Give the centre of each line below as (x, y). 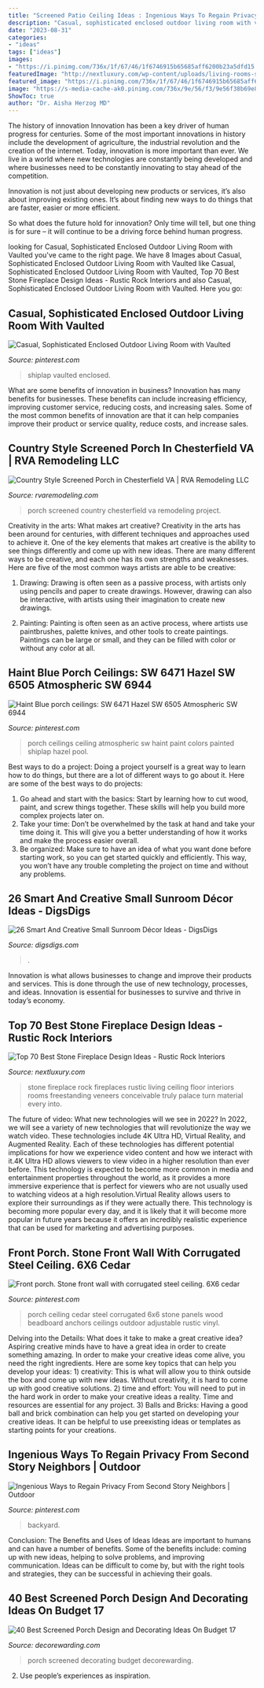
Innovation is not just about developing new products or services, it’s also (127, 191)
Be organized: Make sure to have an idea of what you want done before (135, 849)
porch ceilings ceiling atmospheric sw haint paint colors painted (130, 743)
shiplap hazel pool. (58, 751)
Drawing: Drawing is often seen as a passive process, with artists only (133, 583)
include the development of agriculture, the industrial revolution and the (124, 143)
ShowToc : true (31, 96)
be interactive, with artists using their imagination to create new (122, 599)
